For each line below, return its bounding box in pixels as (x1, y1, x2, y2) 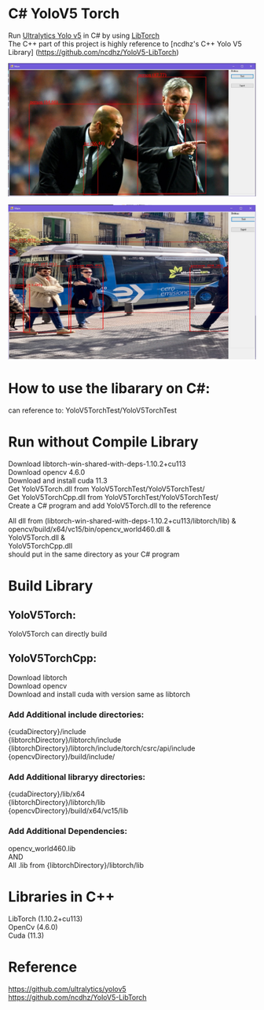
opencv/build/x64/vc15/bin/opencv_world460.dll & (8, 524, 171, 534)
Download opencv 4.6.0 (8, 468, 86, 476)
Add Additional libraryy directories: (8, 772, 146, 783)
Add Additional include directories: (8, 709, 145, 720)
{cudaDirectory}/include (8, 727, 86, 736)
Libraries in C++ (8, 887, 115, 905)
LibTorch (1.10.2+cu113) (8, 913, 83, 924)
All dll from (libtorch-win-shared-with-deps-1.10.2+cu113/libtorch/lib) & (8, 516, 236, 525)
